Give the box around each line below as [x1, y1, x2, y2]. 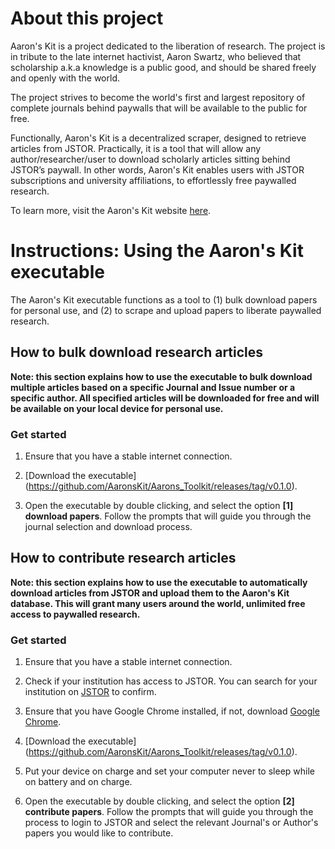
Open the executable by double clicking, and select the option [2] [24, 795, 295, 807]
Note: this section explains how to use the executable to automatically [10, 576, 308, 588]
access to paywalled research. [10, 608, 141, 620]
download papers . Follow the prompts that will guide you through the [24, 510, 312, 522]
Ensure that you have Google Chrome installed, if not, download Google [24, 705, 320, 717]
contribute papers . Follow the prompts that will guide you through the [24, 806, 314, 818]
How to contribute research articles [10, 550, 237, 567]
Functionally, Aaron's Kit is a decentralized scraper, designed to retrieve [10, 132, 307, 144]
